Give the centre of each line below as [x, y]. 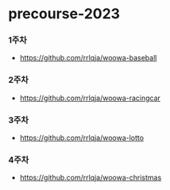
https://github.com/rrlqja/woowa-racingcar [90, 98]
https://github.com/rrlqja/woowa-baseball [88, 58]
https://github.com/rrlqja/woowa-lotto [82, 138]
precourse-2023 [64, 14]
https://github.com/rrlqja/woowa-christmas [91, 178]
